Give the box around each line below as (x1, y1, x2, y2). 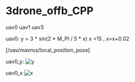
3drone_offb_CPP (5, 4, 94, 18)
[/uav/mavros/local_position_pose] (5, 46, 90, 54)
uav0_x (5, 69, 23, 76)
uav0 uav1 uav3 (5, 24, 44, 31)
